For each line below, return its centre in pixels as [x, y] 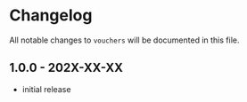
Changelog [51, 16]
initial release [46, 89]
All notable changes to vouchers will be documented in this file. [124, 40]
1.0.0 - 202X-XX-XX [66, 68]
